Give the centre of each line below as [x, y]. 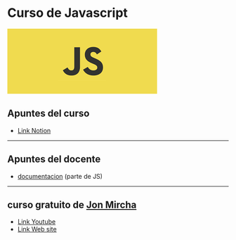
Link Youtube [37, 222]
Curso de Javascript [68, 13]
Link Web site [37, 229]
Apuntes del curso [48, 114]
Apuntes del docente [54, 159]
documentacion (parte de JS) [60, 176]
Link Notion [34, 130]
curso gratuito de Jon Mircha [72, 204]
